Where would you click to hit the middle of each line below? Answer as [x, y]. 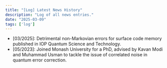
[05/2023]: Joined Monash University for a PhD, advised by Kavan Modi [88, 49]
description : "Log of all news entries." [50, 15]
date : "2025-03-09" [26, 19]
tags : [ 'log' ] [20, 24]
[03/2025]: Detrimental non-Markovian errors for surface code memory [87, 39]
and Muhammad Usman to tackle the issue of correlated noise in [80, 55]
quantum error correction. [39, 60]
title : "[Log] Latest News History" [44, 10]
